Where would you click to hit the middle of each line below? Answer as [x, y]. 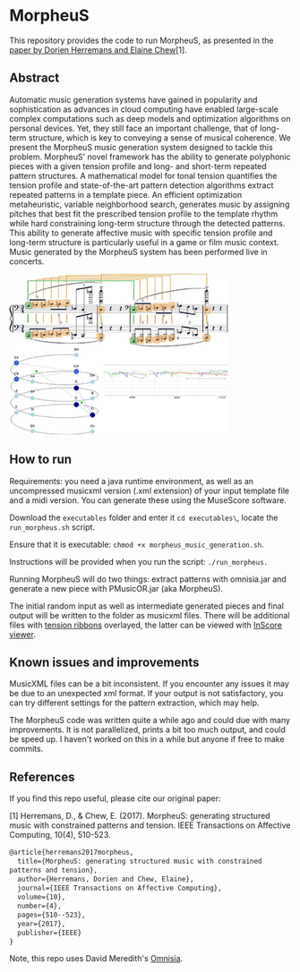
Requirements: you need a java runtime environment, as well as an [131, 481]
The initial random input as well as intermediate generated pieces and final [147, 606]
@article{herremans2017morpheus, [72, 853]
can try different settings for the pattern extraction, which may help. [134, 703]
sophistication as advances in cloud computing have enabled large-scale [144, 109]
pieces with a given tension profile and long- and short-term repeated [138, 166]
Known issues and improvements [104, 662]
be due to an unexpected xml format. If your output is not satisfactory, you [146, 694]
